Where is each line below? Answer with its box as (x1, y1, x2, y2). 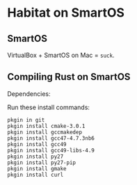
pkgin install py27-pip (7, 159, 76, 166)
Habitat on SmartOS (7, 5, 125, 21)
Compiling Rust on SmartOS (7, 71, 131, 83)
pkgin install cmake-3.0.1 (7, 122, 86, 129)
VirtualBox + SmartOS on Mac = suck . (7, 51, 115, 59)
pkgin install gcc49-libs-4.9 (7, 147, 95, 154)
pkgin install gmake (7, 165, 67, 172)
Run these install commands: (7, 103, 90, 111)
